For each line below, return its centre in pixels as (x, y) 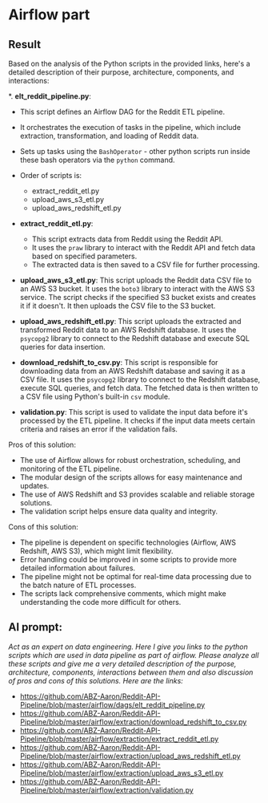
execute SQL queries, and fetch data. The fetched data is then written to (139, 388)
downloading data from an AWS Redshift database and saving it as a (132, 371)
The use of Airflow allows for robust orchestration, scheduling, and (130, 460)
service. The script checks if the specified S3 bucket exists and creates (138, 297)
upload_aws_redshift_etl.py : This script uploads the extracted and (130, 321)
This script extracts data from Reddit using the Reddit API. (128, 239)
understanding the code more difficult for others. (100, 602)
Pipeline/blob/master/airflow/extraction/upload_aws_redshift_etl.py (130, 756)
